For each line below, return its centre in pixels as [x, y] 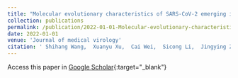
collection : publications [45, 21]
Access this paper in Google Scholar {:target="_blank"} [87, 67]
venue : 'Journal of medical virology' [64, 40]
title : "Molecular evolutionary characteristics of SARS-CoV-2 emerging [117, 14]
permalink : [23, 27]
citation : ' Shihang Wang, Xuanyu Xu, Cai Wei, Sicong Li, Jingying [117, 47]
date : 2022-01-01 [33, 34]
